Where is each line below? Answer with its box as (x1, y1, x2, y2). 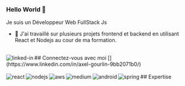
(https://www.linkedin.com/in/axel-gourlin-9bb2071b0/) (6, 60, 141, 68)
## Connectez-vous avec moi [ (34, 55, 110, 62)
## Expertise (140, 74, 171, 81)
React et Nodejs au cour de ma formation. (14, 37, 117, 44)
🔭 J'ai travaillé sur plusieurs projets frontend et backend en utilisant (14, 30, 179, 37)
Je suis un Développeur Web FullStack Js (6, 19, 108, 26)
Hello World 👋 (6, 5, 46, 14)
